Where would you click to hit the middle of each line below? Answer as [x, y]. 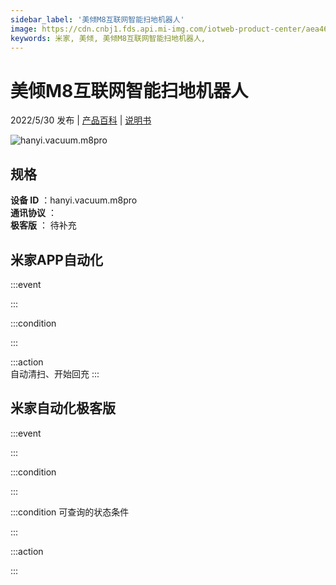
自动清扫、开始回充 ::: [55, 373]
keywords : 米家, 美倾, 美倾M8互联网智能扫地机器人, [108, 38]
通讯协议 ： [33, 213]
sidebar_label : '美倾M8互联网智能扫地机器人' [97, 19]
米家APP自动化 [56, 259]
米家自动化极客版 [63, 408]
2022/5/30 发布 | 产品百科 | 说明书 [81, 120]
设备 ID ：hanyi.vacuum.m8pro [74, 200]
